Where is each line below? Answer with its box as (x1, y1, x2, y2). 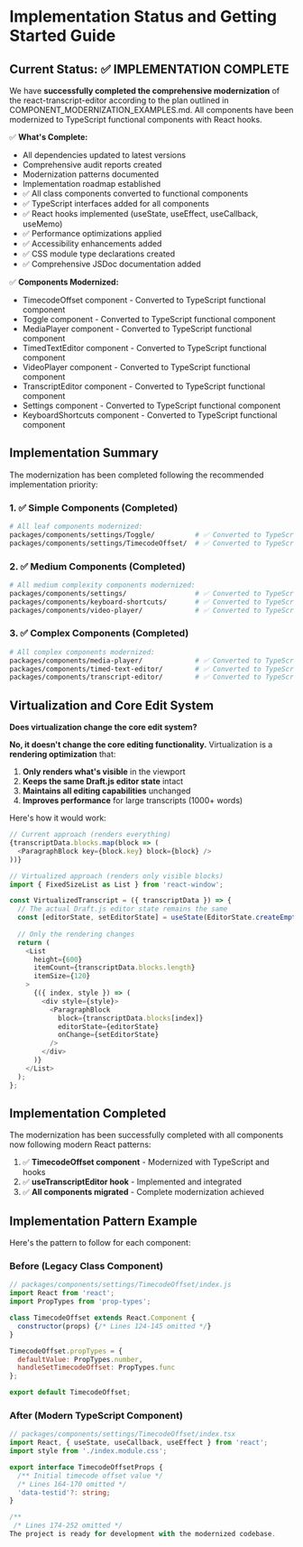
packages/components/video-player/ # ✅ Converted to (9, 606, 262, 615)
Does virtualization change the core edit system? (9, 722, 197, 733)
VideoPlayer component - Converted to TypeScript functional (22, 362, 251, 372)
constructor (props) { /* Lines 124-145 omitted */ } (17, 1321, 212, 1330)
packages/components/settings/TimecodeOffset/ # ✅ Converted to (9, 539, 262, 548)
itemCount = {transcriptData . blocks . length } (32, 963, 196, 972)
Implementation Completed (9, 1106, 167, 1121)
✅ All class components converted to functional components (22, 188, 249, 199)
